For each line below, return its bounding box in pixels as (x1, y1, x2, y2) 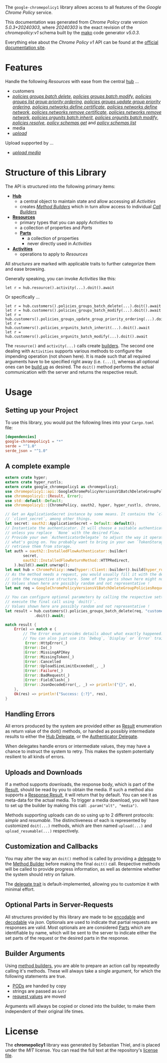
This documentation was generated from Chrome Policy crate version (5, 19, 148, 25)
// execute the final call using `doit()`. (5, 599, 97, 604)
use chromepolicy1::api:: (5, 489, 59, 494)
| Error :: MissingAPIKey (23, 650, 70, 655)
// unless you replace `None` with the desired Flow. (5, 530, 121, 535)
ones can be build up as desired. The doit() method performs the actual (5, 364, 154, 370)
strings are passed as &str (12, 988, 67, 994)
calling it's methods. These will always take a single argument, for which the (5, 968, 161, 974)
